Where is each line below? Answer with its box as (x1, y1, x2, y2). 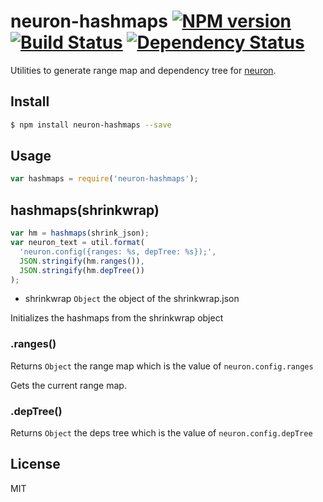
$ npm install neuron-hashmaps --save (10, 120, 172, 130)
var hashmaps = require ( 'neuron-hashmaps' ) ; (10, 174, 199, 184)
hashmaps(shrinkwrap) (10, 201, 160, 219)
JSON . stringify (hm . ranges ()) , (19, 256, 145, 266)
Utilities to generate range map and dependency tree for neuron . (10, 64, 277, 76)
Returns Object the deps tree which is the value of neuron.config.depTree (10, 426, 313, 439)
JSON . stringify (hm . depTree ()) (19, 265, 145, 275)
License (10, 456, 61, 473)
